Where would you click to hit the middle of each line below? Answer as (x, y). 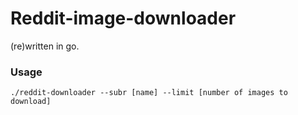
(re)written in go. (45, 46)
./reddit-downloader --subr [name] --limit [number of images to (149, 93)
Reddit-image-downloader (123, 18)
